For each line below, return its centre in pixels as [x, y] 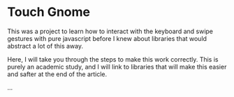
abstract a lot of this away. [45, 46]
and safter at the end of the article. [57, 74]
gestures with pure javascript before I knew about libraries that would [107, 38]
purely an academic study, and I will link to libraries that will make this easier [117, 67]
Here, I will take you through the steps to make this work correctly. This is [113, 59]
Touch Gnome [49, 12]
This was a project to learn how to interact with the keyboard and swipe [110, 31]
